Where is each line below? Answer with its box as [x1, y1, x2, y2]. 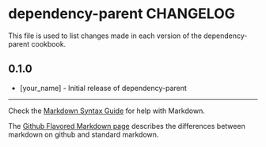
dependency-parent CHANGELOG [8, 5, 236, 23]
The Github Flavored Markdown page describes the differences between [8, 121, 245, 130]
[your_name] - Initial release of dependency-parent [19, 83, 188, 92]
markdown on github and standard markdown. [8, 130, 159, 139]
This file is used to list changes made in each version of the [8, 31, 202, 40]
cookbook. [31, 39, 66, 48]
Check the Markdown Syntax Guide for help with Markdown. [8, 106, 206, 115]
